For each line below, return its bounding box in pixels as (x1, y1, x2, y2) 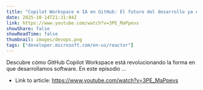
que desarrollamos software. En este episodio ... (6, 65, 127, 72)
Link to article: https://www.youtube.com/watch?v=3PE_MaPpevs (14, 76, 178, 84)
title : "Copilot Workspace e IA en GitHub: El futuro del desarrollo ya (6, 8, 193, 15)
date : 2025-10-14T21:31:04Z (6, 14, 77, 20)
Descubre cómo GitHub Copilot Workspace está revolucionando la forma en (6, 58, 195, 66)
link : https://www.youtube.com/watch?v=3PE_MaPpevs (6, 20, 139, 26)
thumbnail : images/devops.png (6, 37, 83, 43)
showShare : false (6, 25, 50, 32)
